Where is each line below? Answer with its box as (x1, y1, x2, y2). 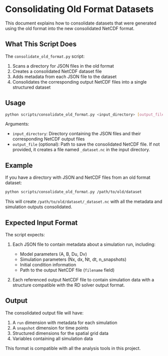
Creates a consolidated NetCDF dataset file (12, 68, 102, 74)
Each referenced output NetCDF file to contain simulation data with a (12, 276, 154, 282)
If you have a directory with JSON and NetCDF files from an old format (5, 174, 151, 181)
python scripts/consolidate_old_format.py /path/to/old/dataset (5, 189, 142, 195)
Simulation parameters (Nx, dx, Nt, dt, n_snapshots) (19, 256, 126, 262)
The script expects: (5, 231, 45, 237)
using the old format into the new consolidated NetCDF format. (5, 25, 135, 31)
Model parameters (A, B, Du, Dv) (19, 251, 87, 257)
